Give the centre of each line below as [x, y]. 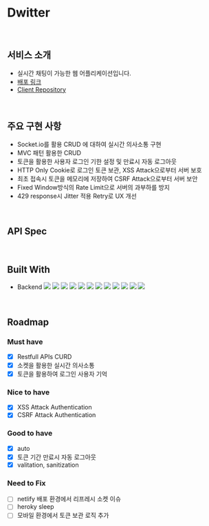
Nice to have [29, 392]
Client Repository [42, 89]
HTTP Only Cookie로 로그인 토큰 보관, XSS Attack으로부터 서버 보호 [109, 170]
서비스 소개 [29, 55]
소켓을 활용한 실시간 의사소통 [56, 365]
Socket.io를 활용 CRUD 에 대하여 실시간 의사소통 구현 [89, 144]
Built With [29, 269]
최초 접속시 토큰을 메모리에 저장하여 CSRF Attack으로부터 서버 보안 [107, 179]
